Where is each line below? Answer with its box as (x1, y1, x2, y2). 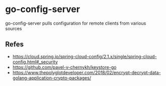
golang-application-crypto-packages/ (12, 74, 92, 81)
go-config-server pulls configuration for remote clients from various (5, 20, 146, 26)
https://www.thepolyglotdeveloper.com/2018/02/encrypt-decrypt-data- (12, 69, 161, 75)
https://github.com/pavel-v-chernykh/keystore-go (12, 64, 117, 70)
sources (5, 25, 22, 31)
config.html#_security (12, 59, 58, 65)
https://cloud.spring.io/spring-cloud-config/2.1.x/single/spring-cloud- (12, 53, 157, 59)
